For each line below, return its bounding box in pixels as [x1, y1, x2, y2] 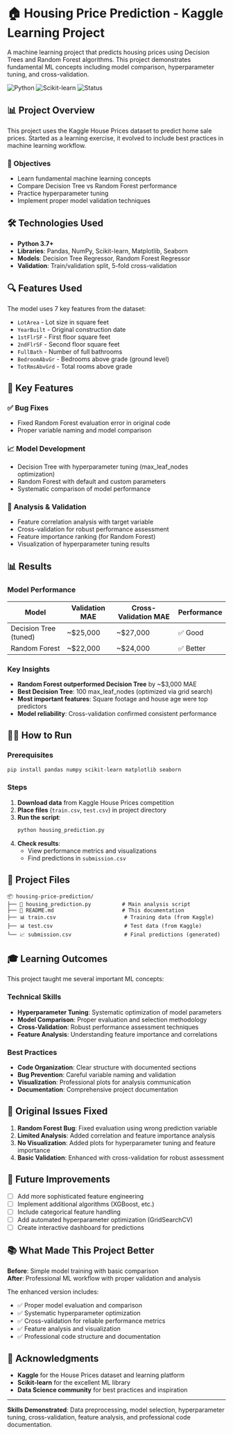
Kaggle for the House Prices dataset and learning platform [17, 1371, 185, 1379]
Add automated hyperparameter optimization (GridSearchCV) [17, 1215, 193, 1224]
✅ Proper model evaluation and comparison [17, 1301, 142, 1309]
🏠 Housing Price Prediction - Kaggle [7, 6, 224, 22]
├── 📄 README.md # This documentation [7, 907, 185, 914]
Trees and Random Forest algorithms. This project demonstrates [7, 55, 191, 63]
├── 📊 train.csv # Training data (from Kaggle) [7, 914, 215, 921]
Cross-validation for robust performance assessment [17, 525, 169, 533]
